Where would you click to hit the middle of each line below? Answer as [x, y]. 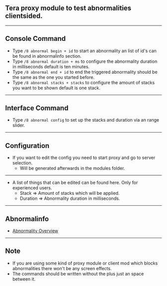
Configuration [27, 146]
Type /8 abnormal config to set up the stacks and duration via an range [86, 120]
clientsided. [24, 16]
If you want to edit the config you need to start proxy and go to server [84, 158]
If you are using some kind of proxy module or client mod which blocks [85, 263]
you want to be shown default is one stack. [56, 88]
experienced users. [32, 188]
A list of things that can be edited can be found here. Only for [75, 183]
